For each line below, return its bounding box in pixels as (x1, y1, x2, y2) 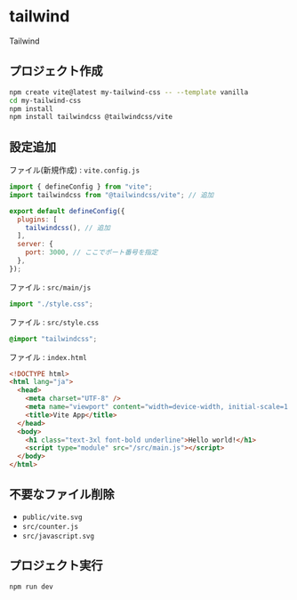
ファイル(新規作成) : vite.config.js (9, 164, 140, 175)
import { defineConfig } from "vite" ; (9, 182, 153, 192)
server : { (17, 240, 53, 249)
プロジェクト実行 (9, 558, 103, 573)
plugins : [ (17, 215, 58, 224)
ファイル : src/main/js (9, 282, 92, 292)
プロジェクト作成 (9, 64, 103, 79)
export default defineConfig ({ (9, 206, 125, 215)
